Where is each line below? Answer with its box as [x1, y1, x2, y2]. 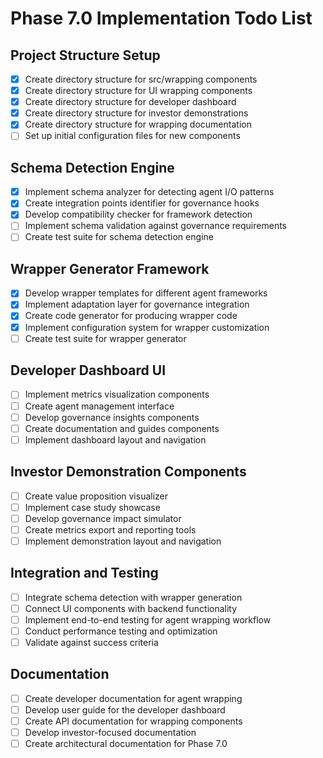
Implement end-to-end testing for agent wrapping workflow [24, 613, 272, 626]
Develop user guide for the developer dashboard [24, 703, 226, 716]
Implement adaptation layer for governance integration [24, 298, 250, 311]
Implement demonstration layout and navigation [24, 535, 222, 547]
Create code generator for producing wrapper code [24, 310, 238, 322]
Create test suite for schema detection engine [24, 231, 214, 243]
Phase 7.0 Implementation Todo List [10, 7, 313, 30]
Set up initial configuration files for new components [24, 130, 241, 142]
